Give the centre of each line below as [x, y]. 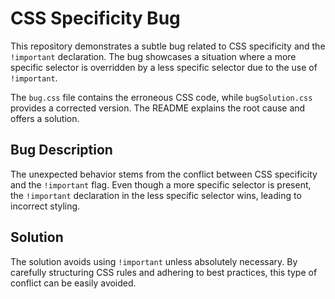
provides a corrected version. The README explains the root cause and [158, 108]
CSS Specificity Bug [95, 18]
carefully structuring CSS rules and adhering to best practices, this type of [164, 272]
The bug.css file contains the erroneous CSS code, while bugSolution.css [161, 97]
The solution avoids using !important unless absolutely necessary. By [154, 261]
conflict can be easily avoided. [73, 283]
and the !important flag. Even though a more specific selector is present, [161, 184]
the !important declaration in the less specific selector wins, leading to [156, 195]
